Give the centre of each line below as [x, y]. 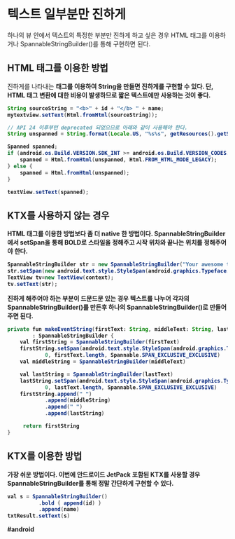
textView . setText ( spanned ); [48, 192]
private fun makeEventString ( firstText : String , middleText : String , [111, 329]
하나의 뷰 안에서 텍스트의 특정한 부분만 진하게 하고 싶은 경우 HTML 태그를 [107, 35]
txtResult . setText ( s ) [39, 516]
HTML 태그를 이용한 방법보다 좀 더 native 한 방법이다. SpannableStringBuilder [116, 234]
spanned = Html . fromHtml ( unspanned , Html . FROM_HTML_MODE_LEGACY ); [119, 160]
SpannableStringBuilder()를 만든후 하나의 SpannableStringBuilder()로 [108, 307]
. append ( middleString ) [78, 400]
